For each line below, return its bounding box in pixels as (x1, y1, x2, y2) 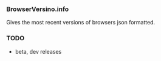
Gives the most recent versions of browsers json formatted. (6, 19, 156, 26)
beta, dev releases (15, 48, 62, 55)
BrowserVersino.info (6, 5, 69, 13)
